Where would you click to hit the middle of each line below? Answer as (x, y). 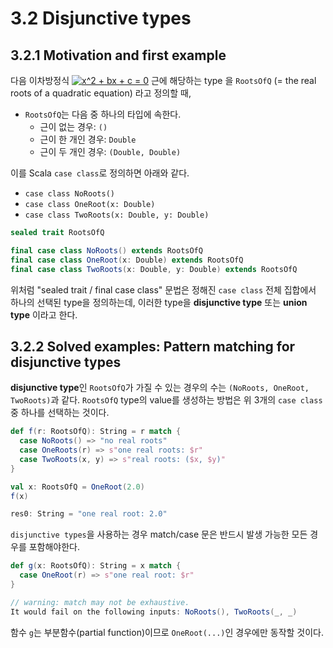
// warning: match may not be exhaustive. (100, 602)
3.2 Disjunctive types (101, 18)
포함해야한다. (54, 547)
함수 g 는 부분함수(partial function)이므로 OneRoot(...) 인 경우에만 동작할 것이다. (167, 632)
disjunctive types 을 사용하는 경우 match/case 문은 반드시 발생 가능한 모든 (159, 534)
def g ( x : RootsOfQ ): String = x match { (96, 566)
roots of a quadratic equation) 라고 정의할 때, (101, 93)
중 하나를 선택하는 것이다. (60, 413)
